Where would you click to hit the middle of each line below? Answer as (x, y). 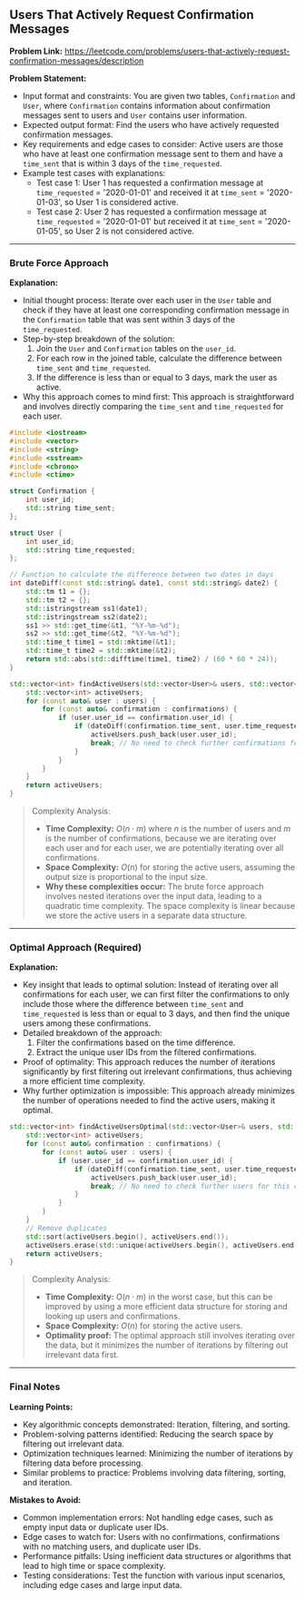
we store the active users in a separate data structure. (146, 915)
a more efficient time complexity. (84, 1081)
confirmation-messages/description (77, 60)
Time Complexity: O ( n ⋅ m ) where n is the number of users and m (168, 829)
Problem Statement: (48, 78)
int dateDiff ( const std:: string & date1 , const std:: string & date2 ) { (144, 583)
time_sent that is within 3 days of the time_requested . (122, 163)
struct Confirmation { (52, 491)
